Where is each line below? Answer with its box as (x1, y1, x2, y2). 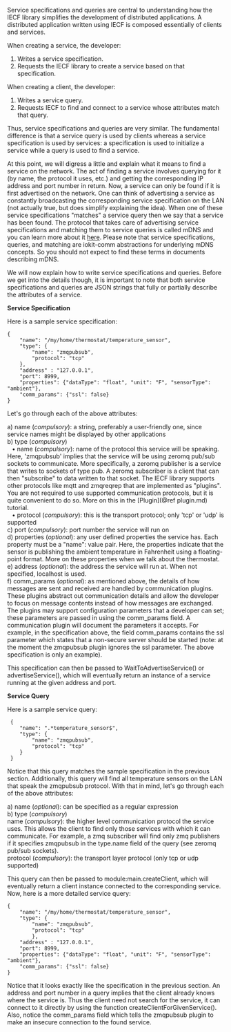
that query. (17, 111, 48, 119)
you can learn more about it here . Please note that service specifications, (7, 233, 215, 241)
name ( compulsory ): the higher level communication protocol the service (7, 817, 214, 825)
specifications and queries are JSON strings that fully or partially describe (7, 283, 218, 291)
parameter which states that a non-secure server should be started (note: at (7, 636, 223, 644)
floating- (198, 547, 223, 556)
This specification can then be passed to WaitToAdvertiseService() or (7, 664, 205, 672)
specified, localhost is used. (7, 570, 87, 578)
